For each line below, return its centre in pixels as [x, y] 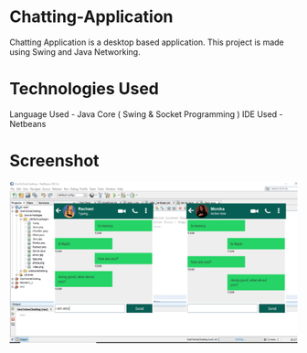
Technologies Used [85, 89]
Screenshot [54, 161]
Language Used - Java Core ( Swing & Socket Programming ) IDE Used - [146, 114]
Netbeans [28, 123]
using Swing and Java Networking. [75, 51]
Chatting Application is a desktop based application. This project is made [147, 42]
